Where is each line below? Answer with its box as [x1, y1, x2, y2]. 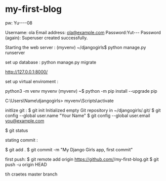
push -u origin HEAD [5, 161, 47, 167]
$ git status [5, 127, 28, 133]
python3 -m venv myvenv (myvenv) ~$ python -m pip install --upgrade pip [5, 88, 158, 94]
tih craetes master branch [5, 171, 58, 177]
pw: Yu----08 [5, 20, 33, 26]
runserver [5, 50, 25, 56]
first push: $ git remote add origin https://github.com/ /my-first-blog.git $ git [5, 156, 159, 162]
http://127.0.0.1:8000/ [5, 68, 48, 75]
